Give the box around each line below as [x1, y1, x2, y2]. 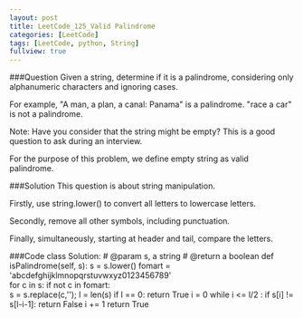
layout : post [9, 13, 59, 23]
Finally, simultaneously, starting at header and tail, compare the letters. [9, 233, 274, 245]
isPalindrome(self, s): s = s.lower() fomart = [9, 260, 171, 272]
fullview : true [9, 47, 67, 56]
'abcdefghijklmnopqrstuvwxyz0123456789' [9, 270, 172, 281]
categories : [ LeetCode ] [9, 30, 99, 39]
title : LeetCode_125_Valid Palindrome [9, 22, 156, 31]
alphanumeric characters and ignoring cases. [9, 82, 178, 92]
